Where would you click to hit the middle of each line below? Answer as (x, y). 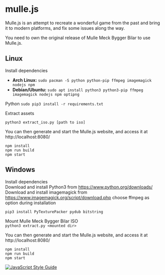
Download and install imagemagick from (46, 192)
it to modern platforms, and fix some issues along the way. (65, 28)
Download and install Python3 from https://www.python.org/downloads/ (79, 187)
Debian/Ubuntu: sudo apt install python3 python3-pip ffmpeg (78, 90)
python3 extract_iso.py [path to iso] (45, 122)
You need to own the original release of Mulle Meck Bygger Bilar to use (78, 38)
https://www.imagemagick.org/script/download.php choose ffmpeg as (77, 197)
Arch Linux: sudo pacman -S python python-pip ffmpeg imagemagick (82, 80)
